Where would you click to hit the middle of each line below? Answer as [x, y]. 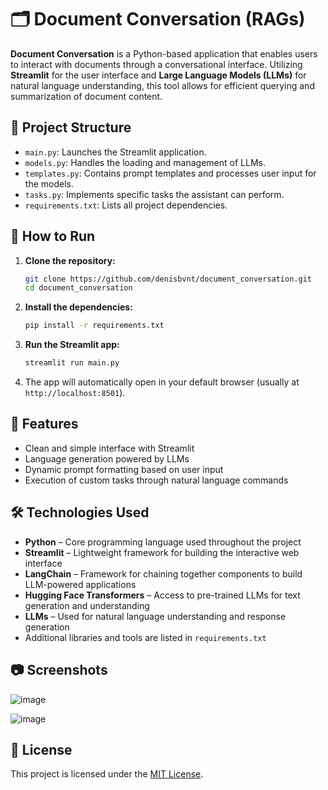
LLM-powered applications [80, 584]
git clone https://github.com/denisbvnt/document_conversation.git [168, 279]
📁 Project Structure [71, 127]
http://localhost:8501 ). [75, 393]
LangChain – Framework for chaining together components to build [163, 573]
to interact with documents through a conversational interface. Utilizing [156, 64]
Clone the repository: [70, 260]
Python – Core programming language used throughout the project [163, 542]
